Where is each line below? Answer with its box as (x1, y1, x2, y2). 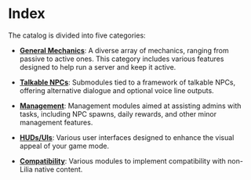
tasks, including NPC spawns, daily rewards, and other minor (19, 109, 217, 118)
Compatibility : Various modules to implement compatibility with (19, 156, 226, 165)
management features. (19, 117, 93, 127)
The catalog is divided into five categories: (8, 31, 147, 40)
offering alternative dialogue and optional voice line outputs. (19, 85, 214, 95)
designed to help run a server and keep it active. (19, 62, 176, 71)
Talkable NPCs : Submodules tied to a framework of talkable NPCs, (19, 77, 236, 87)
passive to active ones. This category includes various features (19, 54, 224, 63)
